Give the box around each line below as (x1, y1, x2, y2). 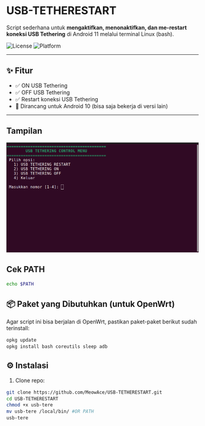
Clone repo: (15, 377, 45, 384)
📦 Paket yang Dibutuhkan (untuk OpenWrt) (6, 298, 175, 309)
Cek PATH (6, 264, 45, 275)
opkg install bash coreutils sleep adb (6, 343, 108, 350)
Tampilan (6, 126, 43, 136)
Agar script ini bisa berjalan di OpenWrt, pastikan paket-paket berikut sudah (6, 318, 197, 325)
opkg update (6, 337, 37, 344)
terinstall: (6, 325, 30, 332)
